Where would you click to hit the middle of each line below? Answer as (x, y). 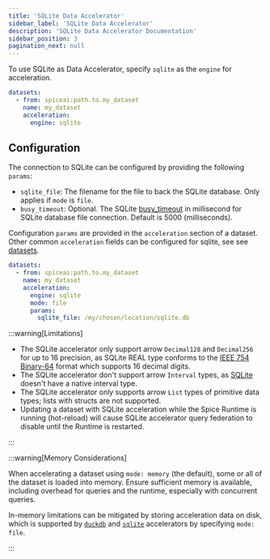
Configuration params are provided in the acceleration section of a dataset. (133, 233)
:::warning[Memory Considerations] (67, 458)
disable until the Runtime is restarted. (82, 427)
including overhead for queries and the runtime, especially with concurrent (133, 491)
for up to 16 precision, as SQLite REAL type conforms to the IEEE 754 (135, 358)
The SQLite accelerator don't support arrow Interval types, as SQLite (136, 375)
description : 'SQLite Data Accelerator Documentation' (103, 31)
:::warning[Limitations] (46, 334)
